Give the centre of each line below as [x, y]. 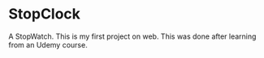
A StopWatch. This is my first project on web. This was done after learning [132, 36]
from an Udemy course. [48, 44]
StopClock [45, 14]
